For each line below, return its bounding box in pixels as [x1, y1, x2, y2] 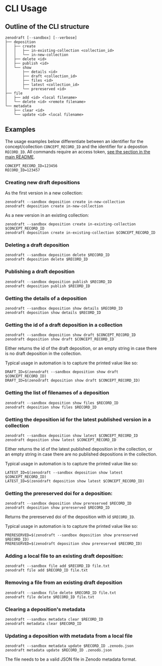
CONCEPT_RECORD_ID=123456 [5, 163, 57, 168]
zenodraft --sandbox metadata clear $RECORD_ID [5, 617, 104, 622]
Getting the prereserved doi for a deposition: [5, 490, 113, 497]
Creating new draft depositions [5, 179, 80, 186]
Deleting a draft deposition [5, 242, 70, 249]
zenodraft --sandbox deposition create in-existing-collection [5, 222, 136, 227]
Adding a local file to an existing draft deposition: [5, 553, 124, 560]
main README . [5, 154, 36, 160]
